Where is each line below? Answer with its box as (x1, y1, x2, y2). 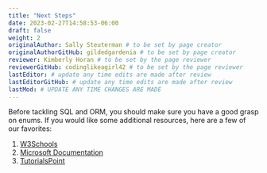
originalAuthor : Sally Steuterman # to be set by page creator (8, 41, 222, 49)
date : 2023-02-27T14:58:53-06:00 (8, 19, 119, 27)
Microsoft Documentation (19, 148, 103, 157)
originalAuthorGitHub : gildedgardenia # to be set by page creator (8, 48, 237, 56)
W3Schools (19, 140, 58, 149)
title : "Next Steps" (8, 11, 77, 20)
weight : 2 (8, 33, 41, 42)
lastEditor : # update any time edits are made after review (8, 71, 212, 79)
